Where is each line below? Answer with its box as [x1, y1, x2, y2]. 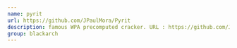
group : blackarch [7, 30, 59, 37]
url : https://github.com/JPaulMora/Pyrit [7, 17, 131, 24]
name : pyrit [7, 10, 42, 18]
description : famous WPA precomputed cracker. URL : [7, 23, 166, 30]
